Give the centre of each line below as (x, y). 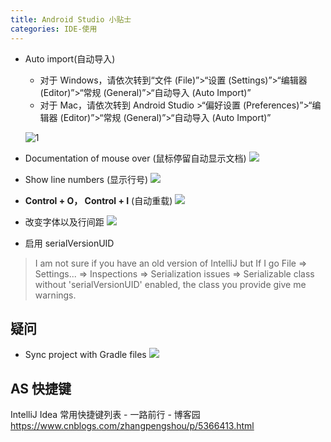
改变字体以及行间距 (64, 222)
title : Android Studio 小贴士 (71, 19)
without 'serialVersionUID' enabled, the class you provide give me (170, 284)
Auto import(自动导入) (70, 58)
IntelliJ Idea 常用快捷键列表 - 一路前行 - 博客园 (105, 415)
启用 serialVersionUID (69, 243)
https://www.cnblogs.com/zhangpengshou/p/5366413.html (132, 426)
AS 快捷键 (41, 388)
